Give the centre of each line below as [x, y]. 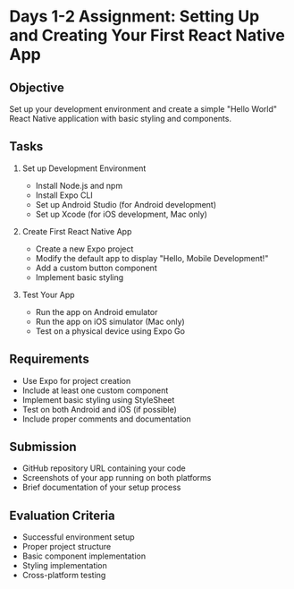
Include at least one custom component [95, 390]
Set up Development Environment [84, 168]
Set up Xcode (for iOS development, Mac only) [122, 214]
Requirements [49, 359]
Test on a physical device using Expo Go [110, 331]
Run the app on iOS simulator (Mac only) [110, 321]
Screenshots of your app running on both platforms [117, 478]
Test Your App [48, 294]
